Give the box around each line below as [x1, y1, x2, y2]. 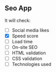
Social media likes [11, 27, 49, 33]
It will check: [4, 17, 31, 23]
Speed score [11, 33, 38, 39]
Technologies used [11, 61, 51, 67]
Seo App [4, 4, 32, 13]
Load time [11, 38, 33, 44]
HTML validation [11, 50, 46, 56]
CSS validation [11, 55, 42, 62]
